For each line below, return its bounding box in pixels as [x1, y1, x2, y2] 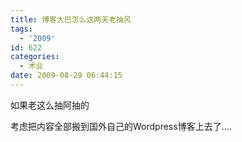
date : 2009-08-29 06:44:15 [10, 71, 123, 81]
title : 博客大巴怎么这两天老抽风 [10, 14, 132, 25]
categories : [10, 52, 60, 62]
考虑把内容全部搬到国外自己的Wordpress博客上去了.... [10, 120, 232, 132]
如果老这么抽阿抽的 [10, 99, 90, 111]
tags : [10, 24, 33, 34]
